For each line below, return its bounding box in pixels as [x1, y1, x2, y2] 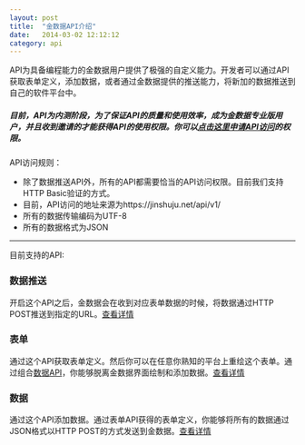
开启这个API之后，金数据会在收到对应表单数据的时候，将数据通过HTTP [9, 297, 274, 308]
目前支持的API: [9, 250, 65, 261]
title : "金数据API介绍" [9, 22, 97, 31]
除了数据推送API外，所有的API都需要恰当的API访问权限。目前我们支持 [22, 176, 284, 187]
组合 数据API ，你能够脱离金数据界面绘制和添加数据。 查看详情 [16, 367, 245, 378]
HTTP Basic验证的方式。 [22, 188, 115, 199]
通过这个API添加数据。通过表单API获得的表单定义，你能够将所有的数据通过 [9, 414, 290, 425]
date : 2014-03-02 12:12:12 [9, 30, 120, 39]
